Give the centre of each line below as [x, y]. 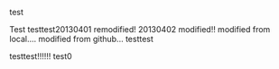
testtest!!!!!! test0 [41, 56]
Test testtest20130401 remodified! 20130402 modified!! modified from [140, 29]
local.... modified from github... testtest [81, 39]
